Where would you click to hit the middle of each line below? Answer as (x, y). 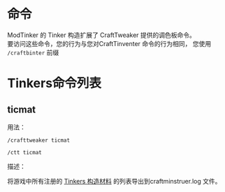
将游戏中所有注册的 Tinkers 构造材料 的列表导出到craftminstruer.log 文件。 (114, 181)
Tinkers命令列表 (55, 83)
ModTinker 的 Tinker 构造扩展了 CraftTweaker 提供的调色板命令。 (101, 35)
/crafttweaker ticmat (39, 140)
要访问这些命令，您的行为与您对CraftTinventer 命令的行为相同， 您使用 (109, 43)
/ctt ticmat (24, 152)
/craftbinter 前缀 (33, 52)
